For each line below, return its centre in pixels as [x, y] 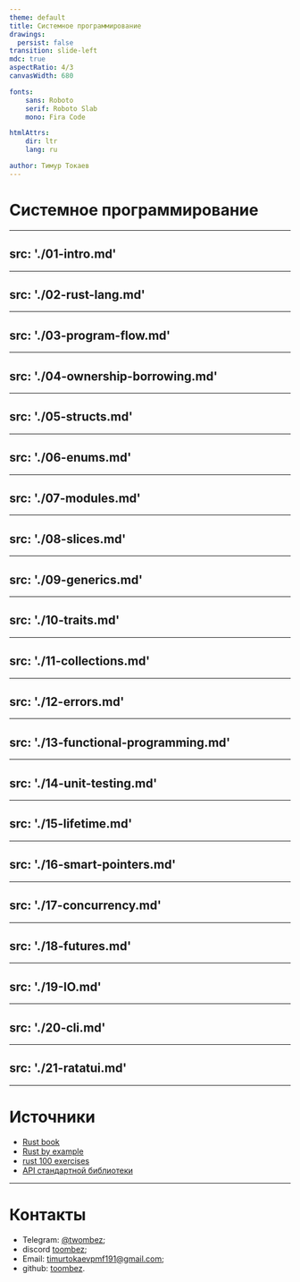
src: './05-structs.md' [71, 417]
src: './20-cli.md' [58, 1027]
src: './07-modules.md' [75, 498]
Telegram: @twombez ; [64, 1239]
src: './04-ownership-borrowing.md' [113, 376]
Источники [52, 1117]
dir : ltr [42, 141]
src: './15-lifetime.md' [71, 824]
